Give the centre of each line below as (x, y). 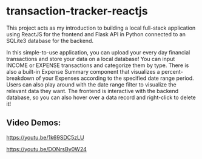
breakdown (20, 78)
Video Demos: (34, 123)
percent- (172, 71)
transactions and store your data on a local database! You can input (91, 59)
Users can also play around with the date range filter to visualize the (92, 84)
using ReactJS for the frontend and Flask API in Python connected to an (96, 34)
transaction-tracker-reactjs (77, 11)
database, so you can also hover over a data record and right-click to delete (101, 97)
